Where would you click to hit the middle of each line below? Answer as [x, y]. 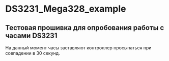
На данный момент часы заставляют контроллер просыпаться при [78, 48]
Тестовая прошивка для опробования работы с [85, 28]
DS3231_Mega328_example [66, 9]
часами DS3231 [31, 35]
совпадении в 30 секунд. [33, 53]
